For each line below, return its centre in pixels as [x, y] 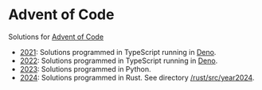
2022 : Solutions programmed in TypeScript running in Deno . [119, 61]
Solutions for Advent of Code [56, 37]
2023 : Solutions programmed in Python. [85, 68]
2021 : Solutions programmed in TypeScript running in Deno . [118, 52]
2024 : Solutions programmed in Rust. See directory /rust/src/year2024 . [137, 77]
